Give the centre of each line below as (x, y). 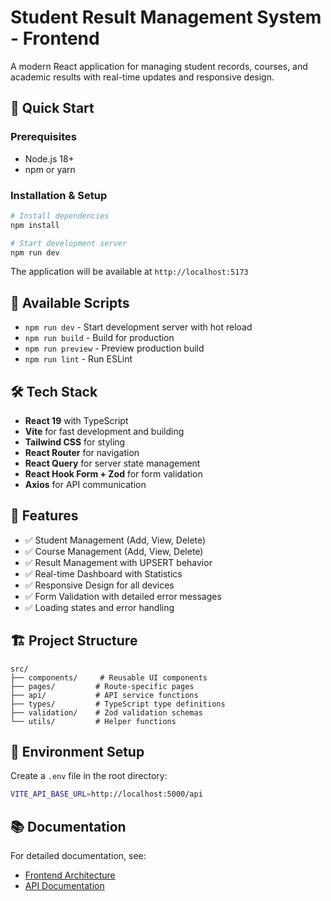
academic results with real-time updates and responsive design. (142, 77)
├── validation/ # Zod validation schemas (106, 712)
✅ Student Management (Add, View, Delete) (115, 540)
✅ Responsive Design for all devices (99, 585)
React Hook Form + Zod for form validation (113, 474)
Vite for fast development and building (104, 432)
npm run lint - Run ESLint (78, 359)
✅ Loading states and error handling (99, 607)
